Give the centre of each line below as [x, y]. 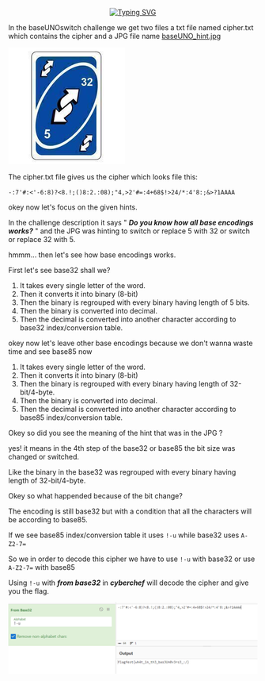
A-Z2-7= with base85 [42, 567]
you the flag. [29, 591]
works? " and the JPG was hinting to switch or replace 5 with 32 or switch [129, 231]
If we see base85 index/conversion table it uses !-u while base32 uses [124, 535]
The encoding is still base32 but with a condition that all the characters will [130, 511]
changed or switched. [44, 457]
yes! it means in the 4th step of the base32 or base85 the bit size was [122, 448]
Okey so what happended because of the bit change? [96, 496]
